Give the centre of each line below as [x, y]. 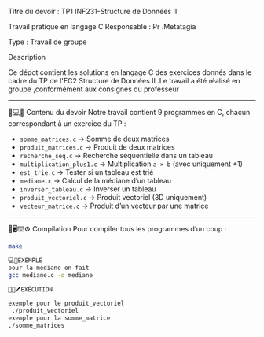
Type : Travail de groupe [48, 42]
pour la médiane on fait [49, 268]
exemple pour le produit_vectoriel [66, 304]
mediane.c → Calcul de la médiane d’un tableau [95, 181]
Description [27, 57]
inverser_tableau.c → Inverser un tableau [88, 189]
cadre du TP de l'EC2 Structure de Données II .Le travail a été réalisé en [125, 81]
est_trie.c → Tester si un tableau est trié [86, 172]
